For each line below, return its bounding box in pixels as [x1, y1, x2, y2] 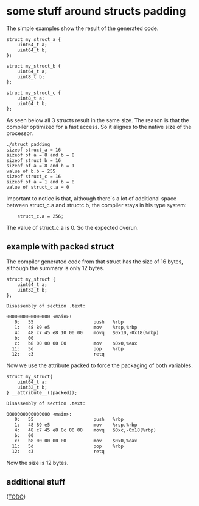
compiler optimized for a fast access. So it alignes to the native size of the [6, 123, 192, 130]
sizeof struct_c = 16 [6, 173, 61, 180]
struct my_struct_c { [6, 90, 61, 96]
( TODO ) [6, 493, 26, 501]
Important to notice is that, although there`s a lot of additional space [6, 194, 177, 202]
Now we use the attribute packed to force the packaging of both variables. [6, 362, 193, 369]
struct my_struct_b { [6, 63, 61, 69]
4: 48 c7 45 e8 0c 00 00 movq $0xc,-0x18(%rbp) [14, 427, 156, 433]
